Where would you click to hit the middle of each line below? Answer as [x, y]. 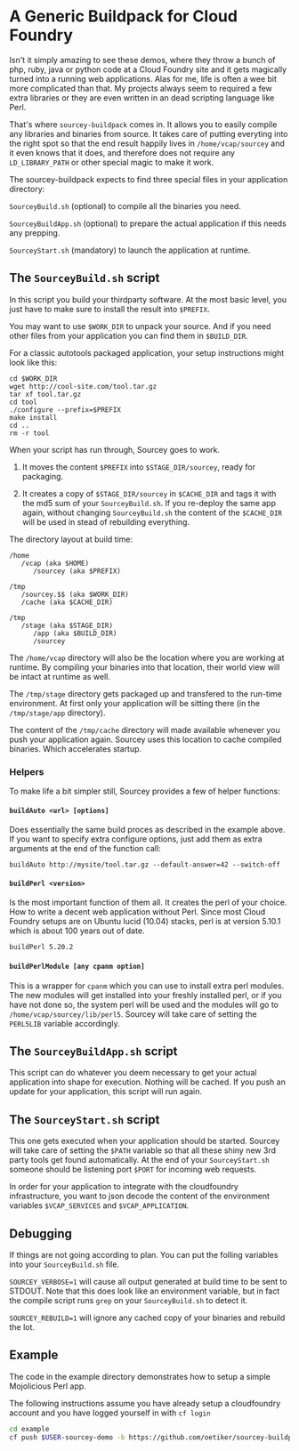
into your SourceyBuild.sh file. [65, 1264]
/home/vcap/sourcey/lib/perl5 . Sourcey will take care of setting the [133, 1014]
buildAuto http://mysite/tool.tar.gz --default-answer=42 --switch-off [145, 865]
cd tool [24, 402]
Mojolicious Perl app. [48, 1386]
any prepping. [35, 232]
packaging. [43, 476]
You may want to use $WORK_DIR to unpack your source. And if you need [140, 326]
